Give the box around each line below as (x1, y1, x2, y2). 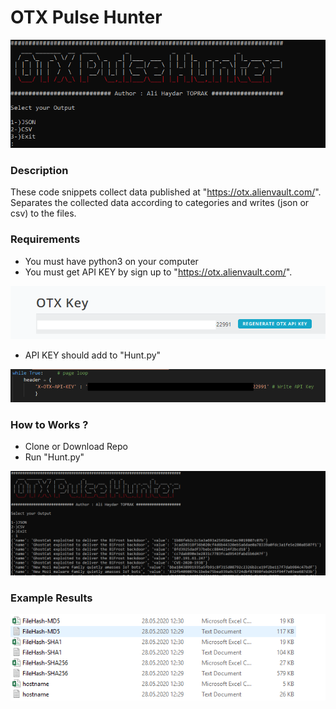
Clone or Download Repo (24, 441, 128, 453)
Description (10, 163, 69, 177)
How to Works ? (10, 418, 89, 432)
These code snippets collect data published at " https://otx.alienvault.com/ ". (10, 186, 322, 198)
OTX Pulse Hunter (10, 6, 163, 29)
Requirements (10, 232, 81, 246)
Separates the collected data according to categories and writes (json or (10, 197, 310, 209)
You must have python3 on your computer (24, 255, 199, 267)
